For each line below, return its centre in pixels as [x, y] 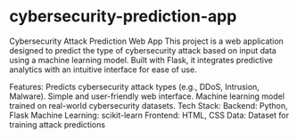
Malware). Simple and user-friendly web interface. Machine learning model [147, 96]
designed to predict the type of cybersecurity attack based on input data [143, 50]
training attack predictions [57, 124]
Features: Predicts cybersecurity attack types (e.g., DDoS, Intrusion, [135, 86]
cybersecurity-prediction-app [123, 16]
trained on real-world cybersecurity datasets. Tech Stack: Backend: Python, [148, 105]
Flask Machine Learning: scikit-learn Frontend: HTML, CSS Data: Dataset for [149, 115]
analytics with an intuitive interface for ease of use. [103, 69]
